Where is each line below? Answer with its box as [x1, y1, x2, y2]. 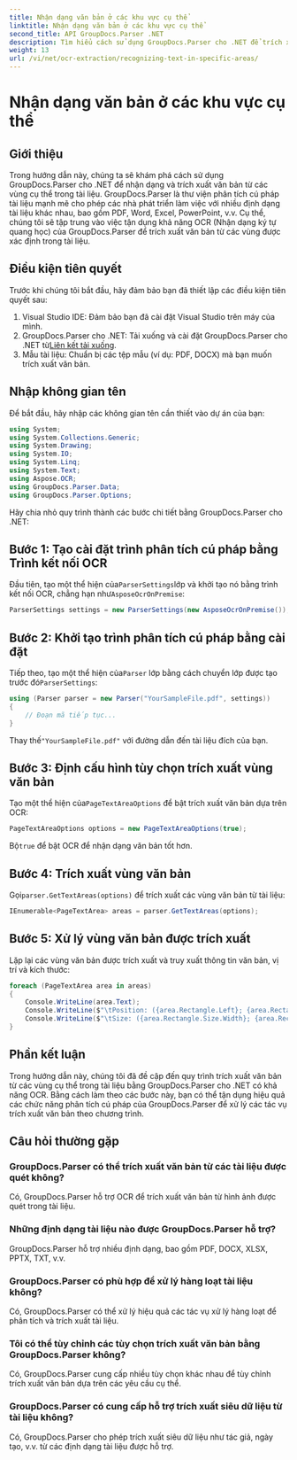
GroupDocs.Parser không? [9, 1348, 126, 1361]
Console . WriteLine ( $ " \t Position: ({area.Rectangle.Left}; [25, 1006, 243, 1015]
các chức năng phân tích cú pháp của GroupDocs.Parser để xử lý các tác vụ [9, 1099, 287, 1109]
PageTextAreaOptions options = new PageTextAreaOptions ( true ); [9, 825, 247, 834]
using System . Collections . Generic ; [9, 433, 141, 442]
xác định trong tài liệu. [9, 236, 91, 246]
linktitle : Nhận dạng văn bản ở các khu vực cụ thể [9, 21, 203, 30]
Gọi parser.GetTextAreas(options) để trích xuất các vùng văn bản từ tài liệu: [9, 889, 286, 900]
